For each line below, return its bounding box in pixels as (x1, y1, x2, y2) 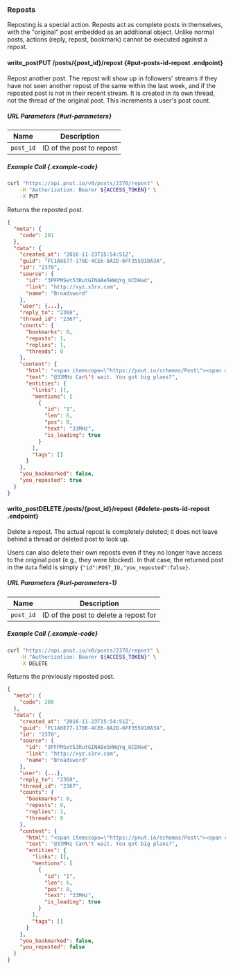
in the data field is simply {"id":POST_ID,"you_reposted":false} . (7, 563, 191, 571)
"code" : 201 (19, 232, 54, 239)
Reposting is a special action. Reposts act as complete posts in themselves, (7, 21, 223, 29)
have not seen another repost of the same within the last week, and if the (7, 81, 216, 89)
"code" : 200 (19, 699, 54, 706)
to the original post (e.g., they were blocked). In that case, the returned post (7, 555, 224, 564)
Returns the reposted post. (7, 206, 84, 214)
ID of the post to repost (42, 144, 118, 153)
